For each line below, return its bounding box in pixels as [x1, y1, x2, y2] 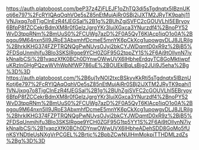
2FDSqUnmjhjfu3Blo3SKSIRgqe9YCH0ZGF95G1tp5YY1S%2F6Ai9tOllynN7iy [6, 119, 191, 125]
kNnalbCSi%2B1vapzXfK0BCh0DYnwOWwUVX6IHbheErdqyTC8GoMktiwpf [6, 56, 191, 62]
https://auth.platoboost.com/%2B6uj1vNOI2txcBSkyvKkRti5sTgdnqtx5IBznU [6, 74, 191, 81]
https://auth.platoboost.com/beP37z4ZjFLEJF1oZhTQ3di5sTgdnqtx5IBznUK [6, 5, 191, 12]
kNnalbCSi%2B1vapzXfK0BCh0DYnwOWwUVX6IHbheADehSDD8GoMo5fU [6, 125, 191, 132]
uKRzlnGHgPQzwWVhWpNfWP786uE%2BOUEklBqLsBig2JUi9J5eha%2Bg [6, 62, 190, 69]
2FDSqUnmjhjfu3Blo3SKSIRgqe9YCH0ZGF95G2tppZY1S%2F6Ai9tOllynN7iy [6, 49, 192, 56]
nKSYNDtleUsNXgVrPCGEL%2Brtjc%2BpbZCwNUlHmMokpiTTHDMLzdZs [6, 131, 188, 138]
